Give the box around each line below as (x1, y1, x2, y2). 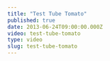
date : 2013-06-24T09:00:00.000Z (7, 23, 103, 30)
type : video (7, 36, 43, 43)
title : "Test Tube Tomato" (7, 10, 87, 18)
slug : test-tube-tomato (7, 43, 78, 50)
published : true (7, 17, 55, 24)
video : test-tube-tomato (7, 29, 81, 37)
